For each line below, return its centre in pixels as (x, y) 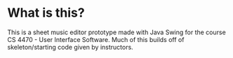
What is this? (46, 13)
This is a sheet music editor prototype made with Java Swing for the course (116, 32)
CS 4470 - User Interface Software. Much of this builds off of (96, 39)
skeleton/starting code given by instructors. (70, 47)
